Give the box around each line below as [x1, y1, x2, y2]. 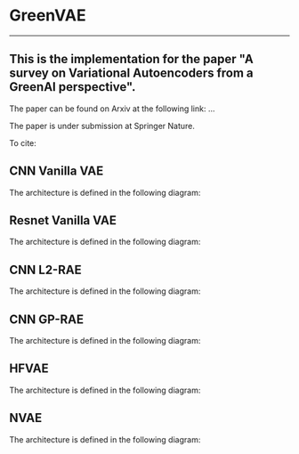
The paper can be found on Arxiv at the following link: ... [9, 103, 215, 114]
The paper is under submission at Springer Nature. [9, 120, 196, 131]
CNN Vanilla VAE [9, 164, 104, 179]
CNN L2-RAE [9, 262, 82, 277]
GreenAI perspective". [9, 79, 136, 94]
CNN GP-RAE [9, 312, 85, 327]
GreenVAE [9, 5, 86, 26]
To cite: [9, 137, 37, 148]
